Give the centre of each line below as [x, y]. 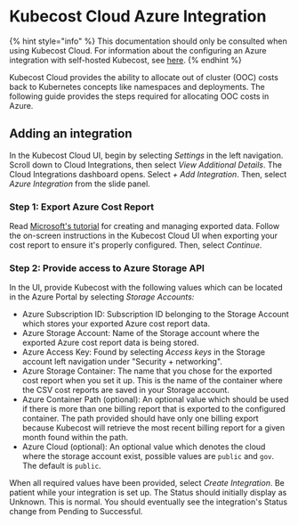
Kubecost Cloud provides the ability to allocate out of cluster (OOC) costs [144, 77]
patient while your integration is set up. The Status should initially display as [148, 493]
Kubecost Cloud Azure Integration [138, 16]
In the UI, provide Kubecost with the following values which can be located [146, 288]
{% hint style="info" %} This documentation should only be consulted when [148, 41]
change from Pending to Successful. [76, 512]
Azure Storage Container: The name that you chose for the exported [147, 371]
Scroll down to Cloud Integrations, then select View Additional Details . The [146, 164]
